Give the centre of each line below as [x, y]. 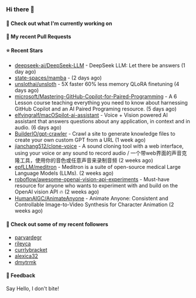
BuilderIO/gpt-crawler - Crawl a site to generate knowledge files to [95, 134]
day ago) [25, 72]
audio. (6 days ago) [38, 127]
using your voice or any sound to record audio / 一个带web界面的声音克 [101, 153]
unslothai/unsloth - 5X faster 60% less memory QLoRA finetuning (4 [97, 84]
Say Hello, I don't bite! [33, 288]
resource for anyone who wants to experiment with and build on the [96, 186]
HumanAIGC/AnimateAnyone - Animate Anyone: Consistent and [91, 199]
